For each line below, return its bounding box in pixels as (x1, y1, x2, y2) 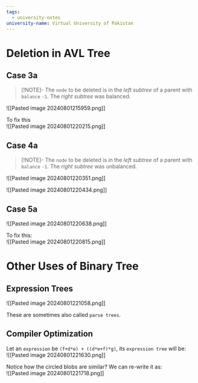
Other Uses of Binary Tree (6, 259, 139, 273)
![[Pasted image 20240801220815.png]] (6, 238, 106, 245)
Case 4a (6, 140, 38, 150)
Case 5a (6, 204, 38, 214)
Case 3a (6, 70, 38, 81)
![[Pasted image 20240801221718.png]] (6, 369, 104, 376)
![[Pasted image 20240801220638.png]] (6, 220, 107, 227)
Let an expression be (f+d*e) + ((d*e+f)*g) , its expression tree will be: (6, 345, 187, 352)
